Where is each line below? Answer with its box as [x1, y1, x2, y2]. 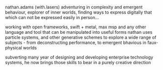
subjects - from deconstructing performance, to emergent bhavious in [5, 40, 147, 46]
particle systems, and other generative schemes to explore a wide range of [5, 34, 157, 40]
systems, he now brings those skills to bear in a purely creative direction [5, 60, 151, 65]
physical [5, 45, 22, 50]
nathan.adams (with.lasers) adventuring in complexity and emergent [5, 4, 143, 10]
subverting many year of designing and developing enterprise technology [5, 54, 153, 60]
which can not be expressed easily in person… [5, 15, 99, 20]
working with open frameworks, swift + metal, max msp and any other [5, 24, 146, 30]
